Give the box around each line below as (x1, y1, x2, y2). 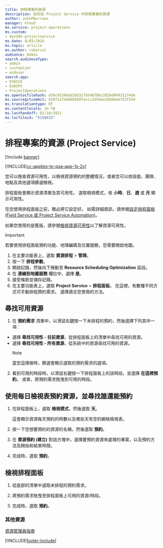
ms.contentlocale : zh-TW (5, 106, 55, 111)
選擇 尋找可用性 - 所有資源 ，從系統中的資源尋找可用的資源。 (12, 340, 132, 346)
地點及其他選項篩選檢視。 (5, 179, 56, 185)
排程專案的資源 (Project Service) (5, 138, 136, 148)
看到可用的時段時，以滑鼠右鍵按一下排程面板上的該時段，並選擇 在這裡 (12, 370, 154, 376)
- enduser (5, 70, 25, 75)
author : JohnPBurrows (5, 16, 49, 21)
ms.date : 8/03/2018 (5, 39, 45, 44)
